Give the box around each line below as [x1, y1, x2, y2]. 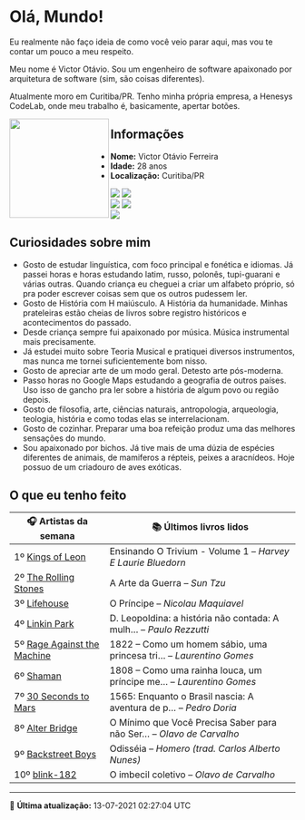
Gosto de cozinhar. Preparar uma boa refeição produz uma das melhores [22, 423, 296, 434]
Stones [14, 582, 44, 595]
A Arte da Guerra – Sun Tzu [109, 577, 226, 590]
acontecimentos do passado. [22, 317, 132, 327]
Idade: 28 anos [110, 161, 168, 171]
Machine [14, 649, 52, 662]
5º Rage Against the [14, 638, 100, 650]
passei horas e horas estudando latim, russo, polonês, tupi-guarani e [22, 268, 280, 279]
